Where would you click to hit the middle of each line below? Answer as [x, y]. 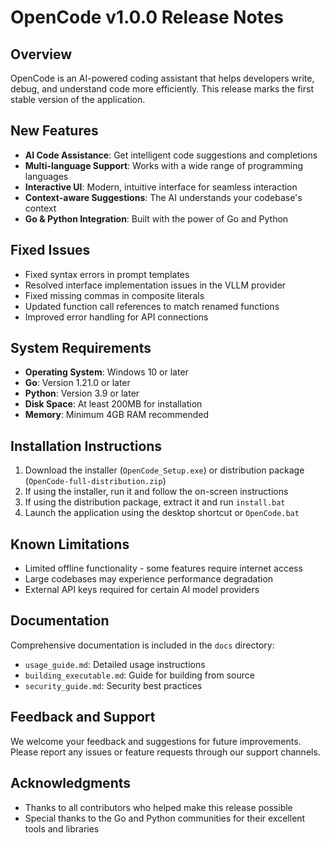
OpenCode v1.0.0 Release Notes [147, 17]
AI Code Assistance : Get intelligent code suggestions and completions [171, 155]
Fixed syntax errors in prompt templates [107, 274]
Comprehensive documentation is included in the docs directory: [142, 645]
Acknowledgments [71, 783]
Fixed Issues [50, 250]
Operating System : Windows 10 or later [106, 372]
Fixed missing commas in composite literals [114, 295]
